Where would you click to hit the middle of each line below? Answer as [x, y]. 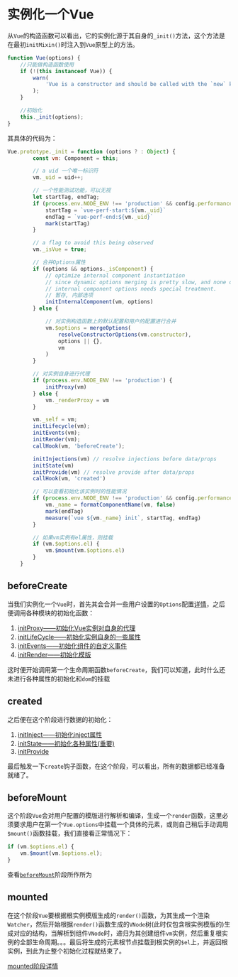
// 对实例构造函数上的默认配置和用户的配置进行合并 [110, 322]
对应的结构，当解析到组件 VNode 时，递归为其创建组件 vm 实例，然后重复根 [118, 933]
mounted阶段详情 [33, 966]
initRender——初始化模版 [54, 654]
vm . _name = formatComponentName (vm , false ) [110, 505]
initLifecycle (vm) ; [62, 426]
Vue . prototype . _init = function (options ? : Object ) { [91, 151]
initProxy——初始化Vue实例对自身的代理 [76, 628]
